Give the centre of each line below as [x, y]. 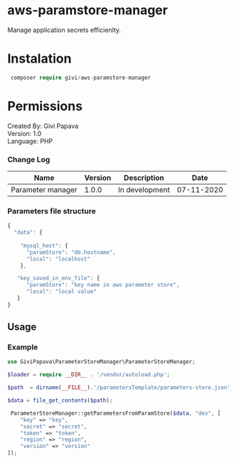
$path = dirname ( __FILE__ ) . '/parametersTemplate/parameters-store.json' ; [121, 388]
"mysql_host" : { [44, 245]
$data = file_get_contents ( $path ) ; [60, 400]
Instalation [39, 59]
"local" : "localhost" [58, 259]
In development [144, 189]
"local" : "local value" [62, 292]
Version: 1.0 [25, 133]
